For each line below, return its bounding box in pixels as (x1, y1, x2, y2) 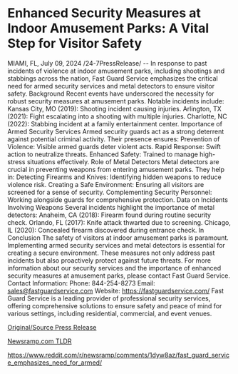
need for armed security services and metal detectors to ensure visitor (7, 81, 215, 90)
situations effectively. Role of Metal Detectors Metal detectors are (26, 157, 219, 166)
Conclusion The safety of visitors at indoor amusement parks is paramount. (7, 233, 229, 242)
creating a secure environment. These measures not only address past (7, 248, 215, 257)
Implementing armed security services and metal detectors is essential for (7, 241, 226, 249)
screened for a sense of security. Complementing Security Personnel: (7, 188, 212, 196)
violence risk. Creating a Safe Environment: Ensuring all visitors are (7, 180, 205, 188)
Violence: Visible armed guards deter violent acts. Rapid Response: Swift (7, 142, 221, 151)
